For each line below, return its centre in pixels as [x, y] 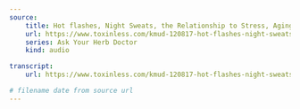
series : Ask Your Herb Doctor [82, 42]
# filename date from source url [71, 90]
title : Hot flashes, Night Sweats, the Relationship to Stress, [147, 26]
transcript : [31, 66]
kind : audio [47, 51]
